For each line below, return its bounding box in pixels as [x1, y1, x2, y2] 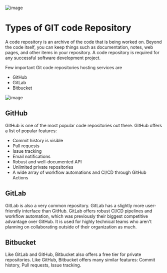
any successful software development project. [5, 55, 101, 61]
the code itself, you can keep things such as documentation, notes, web [5, 44, 153, 50]
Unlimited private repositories [12, 164, 73, 170]
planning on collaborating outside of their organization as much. [5, 223, 137, 230]
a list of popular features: [5, 128, 57, 134]
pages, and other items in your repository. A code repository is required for [5, 49, 160, 55]
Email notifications [12, 153, 51, 159]
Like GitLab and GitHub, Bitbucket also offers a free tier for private [5, 251, 141, 257]
